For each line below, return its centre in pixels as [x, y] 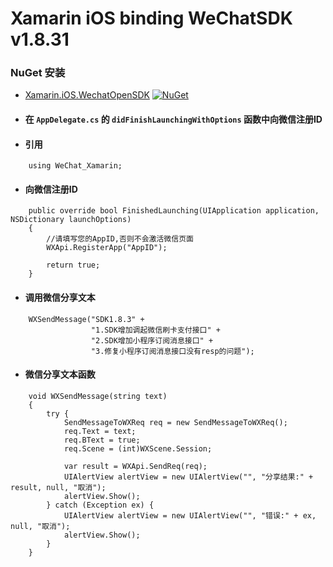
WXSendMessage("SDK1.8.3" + [86, 319]
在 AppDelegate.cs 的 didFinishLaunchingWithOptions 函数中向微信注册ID [173, 119]
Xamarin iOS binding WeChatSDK [151, 18]
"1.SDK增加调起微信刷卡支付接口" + [155, 330]
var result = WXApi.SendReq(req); [135, 466]
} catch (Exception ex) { [100, 505]
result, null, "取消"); [58, 487]
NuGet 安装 [38, 73]
